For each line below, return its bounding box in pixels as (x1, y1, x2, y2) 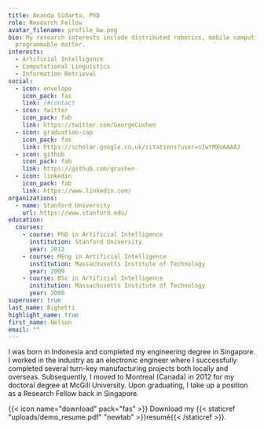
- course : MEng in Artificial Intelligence (22, 252, 167, 260)
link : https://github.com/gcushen (22, 165, 135, 173)
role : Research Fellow (8, 19, 82, 27)
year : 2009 (28, 267, 65, 275)
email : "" (8, 325, 41, 334)
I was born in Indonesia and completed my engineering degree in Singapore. (8, 347, 256, 357)
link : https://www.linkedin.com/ (22, 186, 132, 195)
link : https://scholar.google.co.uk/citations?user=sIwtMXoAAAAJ (22, 143, 241, 151)
